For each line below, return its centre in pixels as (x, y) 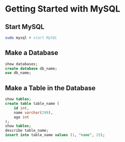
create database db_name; (31, 69)
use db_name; (18, 73)
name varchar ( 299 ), (33, 113)
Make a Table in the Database (50, 88)
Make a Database (32, 53)
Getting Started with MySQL (63, 9)
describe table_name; (27, 131)
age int (21, 117)
